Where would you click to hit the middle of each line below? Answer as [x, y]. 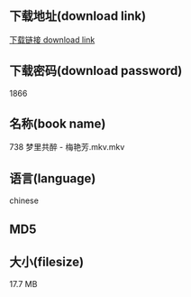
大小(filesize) [46, 262]
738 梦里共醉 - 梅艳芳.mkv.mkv [67, 147]
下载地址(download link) [78, 16]
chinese [24, 200]
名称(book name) [58, 124]
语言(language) [53, 178]
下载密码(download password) [96, 71]
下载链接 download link [52, 40]
